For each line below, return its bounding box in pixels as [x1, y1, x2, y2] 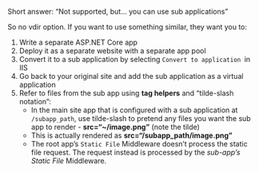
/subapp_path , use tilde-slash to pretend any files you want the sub [30, 114, 251, 123]
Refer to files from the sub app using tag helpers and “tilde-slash [18, 88, 234, 98]
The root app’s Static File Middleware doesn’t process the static [30, 139, 249, 148]
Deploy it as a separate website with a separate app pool [18, 46, 206, 55]
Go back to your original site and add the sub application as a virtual [18, 72, 244, 80]
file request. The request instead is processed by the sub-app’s [30, 147, 241, 157]
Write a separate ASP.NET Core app [18, 37, 137, 47]
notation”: [18, 97, 51, 106]
